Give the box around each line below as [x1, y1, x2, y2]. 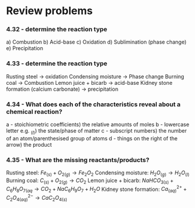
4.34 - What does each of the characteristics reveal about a [6, 100, 181, 108]
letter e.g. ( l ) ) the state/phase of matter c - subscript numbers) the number [6, 127, 187, 136]
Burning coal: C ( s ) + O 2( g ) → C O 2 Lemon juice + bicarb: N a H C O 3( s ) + [6, 177, 174, 185]
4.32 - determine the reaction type [6, 25, 108, 34]
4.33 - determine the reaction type [6, 60, 108, 68]
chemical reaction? [6, 107, 63, 115]
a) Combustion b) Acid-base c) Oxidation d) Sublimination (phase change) [6, 38, 187, 45]
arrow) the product [6, 141, 52, 148]
